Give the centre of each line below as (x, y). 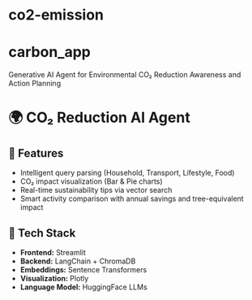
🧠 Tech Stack (42, 233)
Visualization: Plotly (54, 278)
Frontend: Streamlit (53, 252)
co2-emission (56, 15)
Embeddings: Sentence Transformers (83, 269)
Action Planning (35, 84)
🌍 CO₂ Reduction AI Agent (99, 117)
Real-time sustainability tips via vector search (96, 190)
